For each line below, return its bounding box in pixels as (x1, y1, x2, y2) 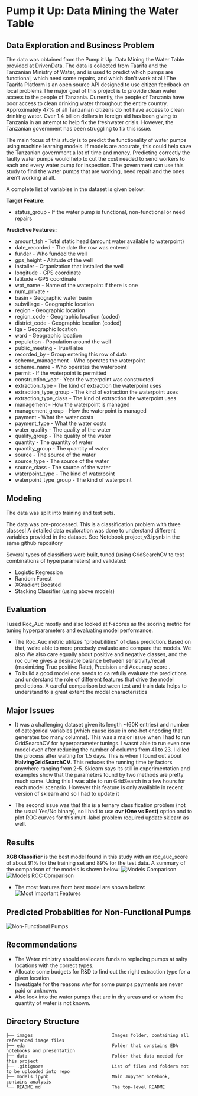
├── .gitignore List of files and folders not (6, 1063, 189, 1069)
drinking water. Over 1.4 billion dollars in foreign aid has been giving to (6, 112, 177, 119)
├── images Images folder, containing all (6, 1032, 189, 1038)
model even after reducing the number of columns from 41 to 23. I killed (14, 746, 190, 753)
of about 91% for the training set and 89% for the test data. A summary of (6, 860, 186, 867)
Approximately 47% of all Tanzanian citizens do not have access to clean (6, 106, 184, 113)
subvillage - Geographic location (14, 300, 95, 307)
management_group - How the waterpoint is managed (14, 407, 147, 414)
